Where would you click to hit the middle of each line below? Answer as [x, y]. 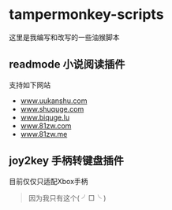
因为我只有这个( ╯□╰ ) [67, 197]
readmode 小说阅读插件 [67, 64]
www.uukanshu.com [54, 101]
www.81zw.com [46, 125]
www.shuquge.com [52, 109]
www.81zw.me [44, 134]
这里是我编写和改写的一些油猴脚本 [64, 37]
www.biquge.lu [45, 117]
